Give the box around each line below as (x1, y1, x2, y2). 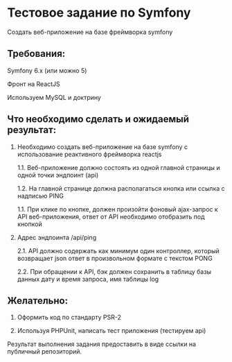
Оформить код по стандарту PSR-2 (17, 313, 122, 322)
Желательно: (7, 295, 68, 307)
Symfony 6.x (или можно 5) (7, 66, 87, 74)
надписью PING (17, 191, 64, 200)
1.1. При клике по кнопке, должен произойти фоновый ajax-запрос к (17, 205, 218, 213)
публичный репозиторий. (7, 347, 82, 356)
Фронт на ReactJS (7, 80, 60, 88)
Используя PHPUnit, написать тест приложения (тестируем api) (17, 327, 206, 335)
